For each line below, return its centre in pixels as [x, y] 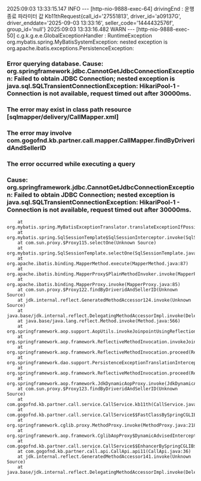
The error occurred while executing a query [71, 164]
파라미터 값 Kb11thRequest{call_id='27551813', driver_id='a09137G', [99, 16]
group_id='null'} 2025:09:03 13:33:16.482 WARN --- [71, 29]
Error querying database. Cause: [55, 63]
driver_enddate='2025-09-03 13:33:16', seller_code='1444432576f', [91, 23]
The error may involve [39, 133]
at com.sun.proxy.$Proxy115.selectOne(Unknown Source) [87, 243]
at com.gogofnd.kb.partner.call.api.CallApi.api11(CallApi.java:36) [104, 451]
